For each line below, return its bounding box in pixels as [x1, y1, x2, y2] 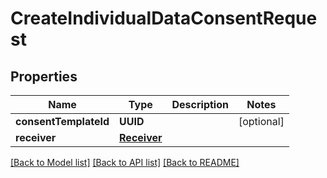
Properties [10, 68, 78, 85]
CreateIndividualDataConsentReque [10, 7, 318, 30]
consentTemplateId [15, 115, 110, 128]
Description [171, 98, 229, 111]
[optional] [238, 115, 285, 128]
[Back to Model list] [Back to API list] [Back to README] [10, 157, 240, 168]
